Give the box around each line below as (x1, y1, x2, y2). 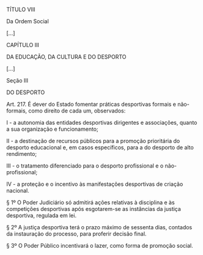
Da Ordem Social (6, 18, 49, 24)
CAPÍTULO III (6, 42, 40, 48)
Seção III (6, 77, 29, 84)
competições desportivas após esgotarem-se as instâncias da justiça (6, 205, 182, 212)
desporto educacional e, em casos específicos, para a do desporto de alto (6, 144, 194, 151)
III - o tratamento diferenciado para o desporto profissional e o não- (6, 162, 177, 169)
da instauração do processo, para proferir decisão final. (6, 230, 147, 237)
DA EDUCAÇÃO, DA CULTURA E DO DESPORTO (6, 53, 127, 61)
